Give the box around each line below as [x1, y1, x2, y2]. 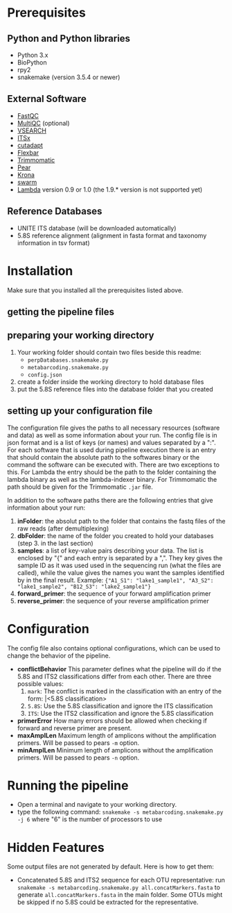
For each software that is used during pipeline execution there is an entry [7, 446, 216, 454]
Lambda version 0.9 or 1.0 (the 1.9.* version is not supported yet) [17, 185, 203, 194]
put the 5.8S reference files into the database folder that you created [17, 385, 213, 393]
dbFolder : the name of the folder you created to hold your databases [17, 531, 214, 539]
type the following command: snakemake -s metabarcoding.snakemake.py [17, 807, 224, 816]
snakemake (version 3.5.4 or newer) [17, 73, 121, 81]
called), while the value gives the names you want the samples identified [17, 568, 225, 577]
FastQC [17, 111, 39, 119]
